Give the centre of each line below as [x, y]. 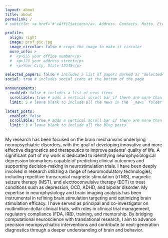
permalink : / [19, 19]
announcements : [21, 88]
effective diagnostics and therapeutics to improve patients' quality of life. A [82, 150]
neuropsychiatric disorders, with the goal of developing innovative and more [84, 145]
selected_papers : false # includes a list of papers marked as [72, 75]
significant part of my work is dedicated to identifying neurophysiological [80, 155]
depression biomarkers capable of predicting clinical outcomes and [74, 161]
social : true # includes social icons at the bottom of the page [74, 79]
